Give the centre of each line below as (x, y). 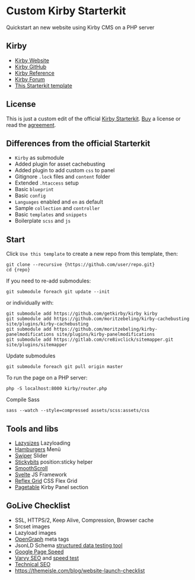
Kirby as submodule (39, 158)
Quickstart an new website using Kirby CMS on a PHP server (80, 27)
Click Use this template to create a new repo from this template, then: (92, 254)
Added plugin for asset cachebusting (60, 164)
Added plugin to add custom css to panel (65, 170)
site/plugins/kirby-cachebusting (47, 324)
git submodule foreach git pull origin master (65, 367)
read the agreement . (31, 125)
